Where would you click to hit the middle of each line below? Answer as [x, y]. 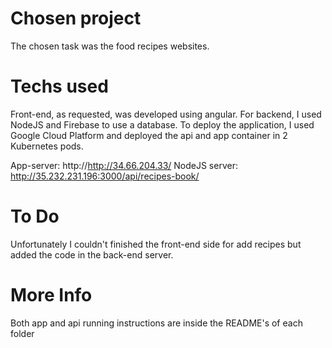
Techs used [59, 86]
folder [22, 333]
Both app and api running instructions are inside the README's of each [156, 323]
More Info [51, 295]
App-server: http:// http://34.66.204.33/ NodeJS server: [124, 165]
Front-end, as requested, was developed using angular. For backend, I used [166, 114]
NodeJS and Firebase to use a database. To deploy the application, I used [162, 124]
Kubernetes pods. [47, 146]
